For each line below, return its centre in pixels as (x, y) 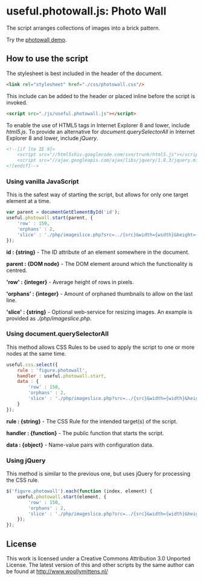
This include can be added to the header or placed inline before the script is (101, 96)
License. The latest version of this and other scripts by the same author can (100, 565)
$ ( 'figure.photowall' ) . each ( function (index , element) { (79, 491)
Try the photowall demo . (37, 39)
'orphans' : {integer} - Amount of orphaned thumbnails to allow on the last (100, 294)
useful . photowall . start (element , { (62, 497)
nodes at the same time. (36, 353)
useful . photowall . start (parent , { (50, 218)
